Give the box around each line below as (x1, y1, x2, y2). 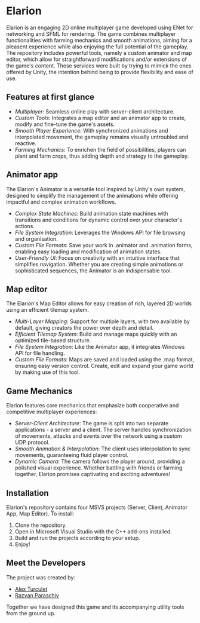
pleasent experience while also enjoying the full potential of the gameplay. (6, 43, 189, 50)
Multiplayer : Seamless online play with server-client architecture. (14, 108, 175, 115)
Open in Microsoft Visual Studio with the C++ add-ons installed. (14, 528, 172, 535)
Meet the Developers (6, 558, 86, 568)
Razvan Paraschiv (14, 591, 60, 599)
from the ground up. (6, 609, 56, 616)
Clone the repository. (14, 521, 67, 529)
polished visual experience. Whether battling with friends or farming (14, 464, 183, 471)
